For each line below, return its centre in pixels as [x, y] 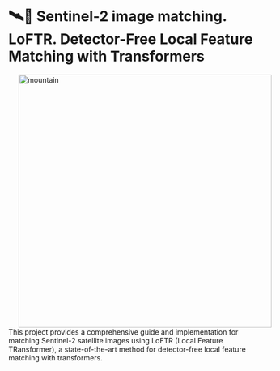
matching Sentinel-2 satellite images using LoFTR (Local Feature [116, 340]
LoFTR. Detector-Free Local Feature [131, 39]
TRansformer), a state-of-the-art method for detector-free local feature [127, 349]
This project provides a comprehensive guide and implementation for [123, 332]
